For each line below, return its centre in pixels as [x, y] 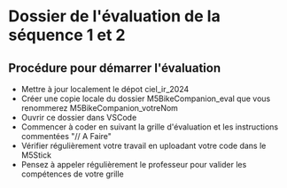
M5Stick [36, 155]
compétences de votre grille [73, 174]
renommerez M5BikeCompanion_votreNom [100, 108]
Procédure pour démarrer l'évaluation [115, 68]
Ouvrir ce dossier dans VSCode [79, 117]
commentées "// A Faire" [66, 136]
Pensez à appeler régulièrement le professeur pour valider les [134, 164]
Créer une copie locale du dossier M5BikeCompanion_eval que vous [146, 98]
